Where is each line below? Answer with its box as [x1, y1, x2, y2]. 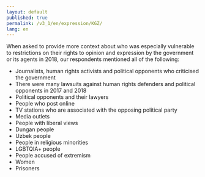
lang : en [6, 26, 29, 32]
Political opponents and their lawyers [15, 93, 109, 101]
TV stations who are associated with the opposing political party [15, 106, 177, 114]
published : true [6, 15, 48, 21]
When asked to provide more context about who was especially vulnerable [6, 43, 195, 50]
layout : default [6, 9, 48, 15]
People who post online [15, 100, 75, 107]
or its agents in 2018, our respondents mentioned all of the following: [6, 56, 179, 63]
